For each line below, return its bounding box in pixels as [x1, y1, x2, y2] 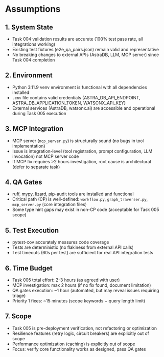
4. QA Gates [5, 178, 43, 186]
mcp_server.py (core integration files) [12, 202, 87, 208]
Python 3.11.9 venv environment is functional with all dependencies [12, 84, 147, 90]
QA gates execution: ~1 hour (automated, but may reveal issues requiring [12, 288, 159, 294]
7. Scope [5, 312, 32, 321]
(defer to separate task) [12, 164, 60, 170]
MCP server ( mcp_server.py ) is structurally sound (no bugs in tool [12, 138, 144, 144]
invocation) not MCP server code [12, 153, 79, 159]
